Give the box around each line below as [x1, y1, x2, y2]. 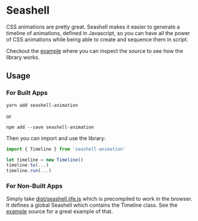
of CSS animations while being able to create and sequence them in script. [6, 36, 189, 43]
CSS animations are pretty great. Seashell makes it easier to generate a [6, 23, 180, 30]
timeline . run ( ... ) [6, 168, 52, 174]
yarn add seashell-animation [6, 102, 78, 108]
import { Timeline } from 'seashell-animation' [6, 146, 126, 152]
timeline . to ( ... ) [6, 162, 49, 168]
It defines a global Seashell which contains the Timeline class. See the [6, 201, 178, 209]
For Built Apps [6, 89, 48, 97]
